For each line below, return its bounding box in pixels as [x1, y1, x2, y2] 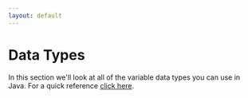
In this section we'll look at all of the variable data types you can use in [8, 73, 241, 82]
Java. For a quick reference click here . [8, 80, 135, 90]
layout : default [8, 11, 62, 20]
